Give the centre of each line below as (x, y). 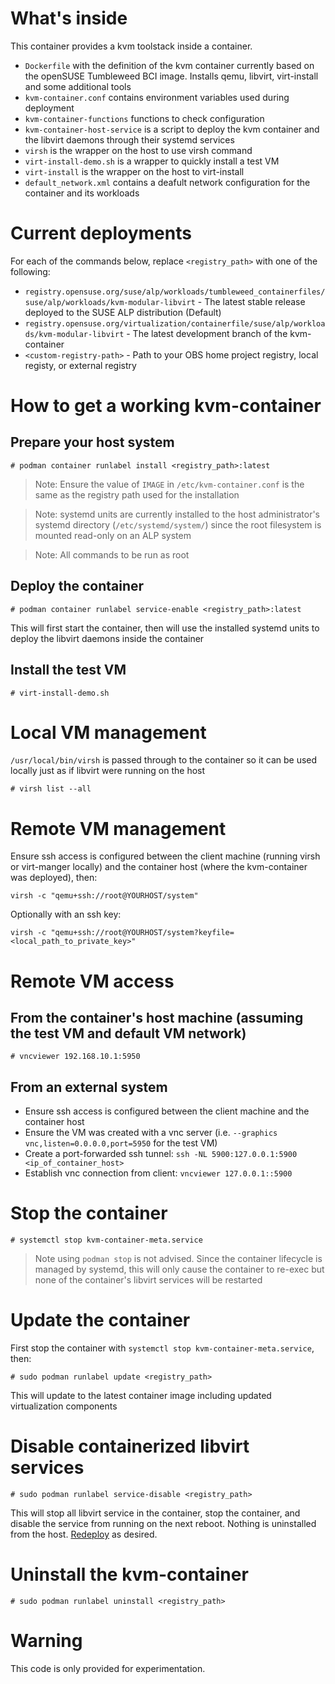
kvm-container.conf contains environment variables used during (157, 97)
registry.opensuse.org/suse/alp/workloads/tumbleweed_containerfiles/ (175, 292)
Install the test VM (68, 670)
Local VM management (108, 732)
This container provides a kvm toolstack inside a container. (131, 46)
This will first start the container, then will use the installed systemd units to (165, 628)
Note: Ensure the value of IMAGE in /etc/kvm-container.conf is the (169, 484)
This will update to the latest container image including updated (141, 1396)
